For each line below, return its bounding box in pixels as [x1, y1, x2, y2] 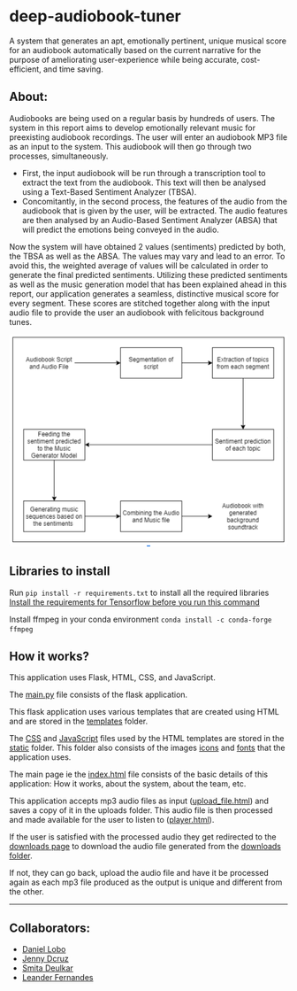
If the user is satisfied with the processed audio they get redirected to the [9, 832, 277, 842]
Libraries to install [9, 564, 110, 579]
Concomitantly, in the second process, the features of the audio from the [21, 196, 287, 206]
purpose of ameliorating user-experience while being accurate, [9, 54, 240, 65]
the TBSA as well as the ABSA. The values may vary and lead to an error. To [9, 251, 286, 261]
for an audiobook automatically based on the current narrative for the [9, 44, 262, 55]
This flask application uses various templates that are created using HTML [9, 707, 280, 717]
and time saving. [42, 64, 103, 74]
